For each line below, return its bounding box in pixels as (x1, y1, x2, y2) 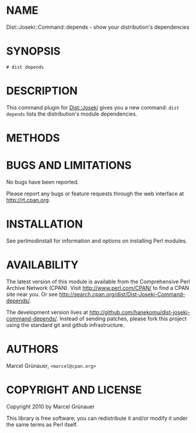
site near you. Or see (6, 290, 58, 298)
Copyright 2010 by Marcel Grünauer (6, 402, 95, 410)
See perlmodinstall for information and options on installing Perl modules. (6, 237, 188, 244)
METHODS (6, 131, 60, 144)
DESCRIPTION (6, 84, 78, 98)
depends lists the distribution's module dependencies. (6, 110, 138, 117)
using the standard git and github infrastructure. (6, 321, 125, 328)
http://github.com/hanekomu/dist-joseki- (89, 308, 190, 316)
